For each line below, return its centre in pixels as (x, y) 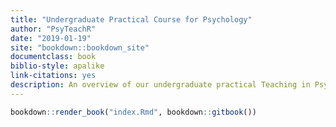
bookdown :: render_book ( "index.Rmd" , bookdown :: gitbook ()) (133, 112)
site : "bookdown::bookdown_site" (80, 47)
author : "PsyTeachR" (53, 29)
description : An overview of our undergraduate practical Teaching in (160, 85)
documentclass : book (53, 57)
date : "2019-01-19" (51, 38)
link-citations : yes (53, 76)
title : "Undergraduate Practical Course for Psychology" (131, 19)
